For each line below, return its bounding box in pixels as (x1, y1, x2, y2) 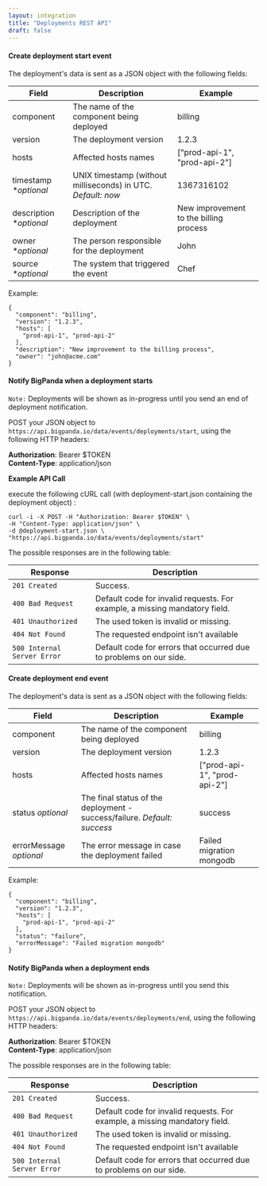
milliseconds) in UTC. (72, 180, 153, 191)
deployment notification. (8, 402, 88, 412)
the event (72, 268, 108, 279)
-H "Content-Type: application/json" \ (8, 520, 141, 528)
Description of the (72, 207, 141, 219)
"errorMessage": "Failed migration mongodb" (15, 939, 165, 947)
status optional (12, 807, 68, 818)
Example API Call (8, 474, 66, 483)
